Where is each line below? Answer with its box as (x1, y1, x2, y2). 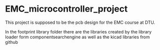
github (5, 39, 18, 45)
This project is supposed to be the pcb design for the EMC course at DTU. (5, 19, 155, 25)
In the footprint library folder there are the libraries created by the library (5, 29, 152, 34)
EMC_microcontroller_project (5, 3, 128, 15)
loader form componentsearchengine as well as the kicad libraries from (5, 34, 150, 40)
